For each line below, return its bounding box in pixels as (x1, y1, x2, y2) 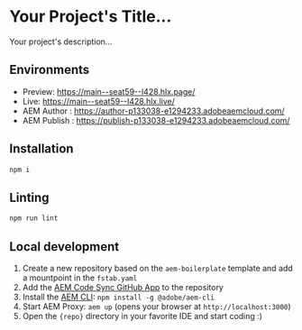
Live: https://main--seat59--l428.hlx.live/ (22, 96, 176, 106)
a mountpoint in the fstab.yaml (22, 272, 138, 283)
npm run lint (9, 214, 59, 223)
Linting (9, 189, 50, 205)
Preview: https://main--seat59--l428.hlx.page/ (22, 86, 196, 96)
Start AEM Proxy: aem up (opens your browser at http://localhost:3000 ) (22, 300, 291, 312)
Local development (9, 239, 120, 254)
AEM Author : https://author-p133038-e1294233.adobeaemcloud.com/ (22, 105, 286, 116)
